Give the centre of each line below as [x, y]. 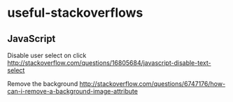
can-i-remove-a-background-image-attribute [73, 91]
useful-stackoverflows [75, 13]
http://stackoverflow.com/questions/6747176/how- [153, 84]
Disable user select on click [47, 55]
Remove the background [43, 84]
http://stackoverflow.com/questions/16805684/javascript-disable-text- [109, 63]
